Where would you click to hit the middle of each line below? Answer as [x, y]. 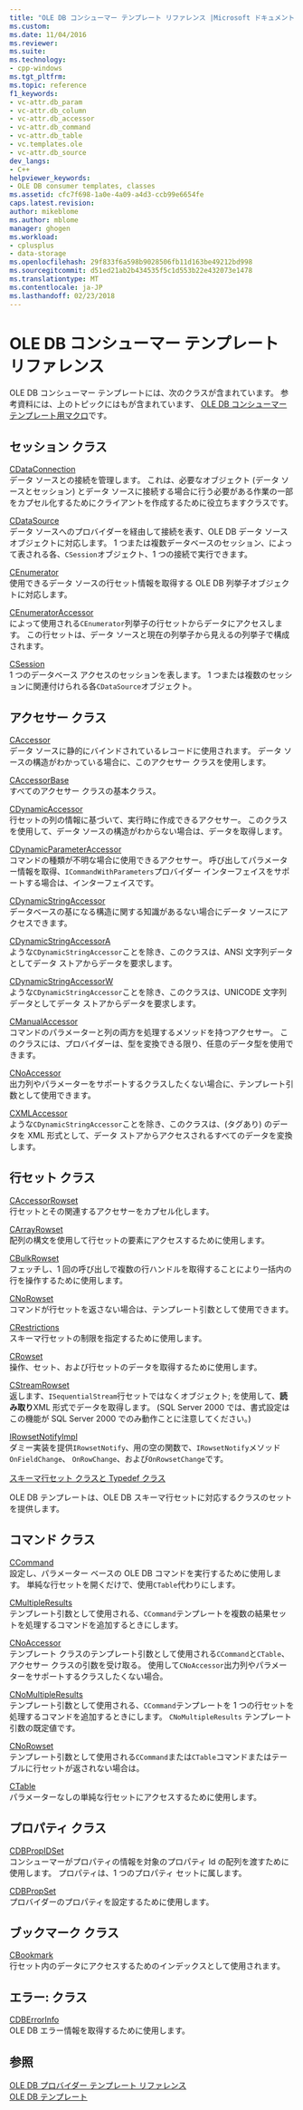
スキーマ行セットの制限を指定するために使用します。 [108, 1338]
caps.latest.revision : [52, 203]
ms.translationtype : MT [54, 279]
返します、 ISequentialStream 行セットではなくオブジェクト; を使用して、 [145, 1396]
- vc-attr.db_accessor [52, 119]
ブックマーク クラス [64, 1933]
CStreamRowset [39, 1385]
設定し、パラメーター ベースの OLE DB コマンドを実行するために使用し [142, 1573]
